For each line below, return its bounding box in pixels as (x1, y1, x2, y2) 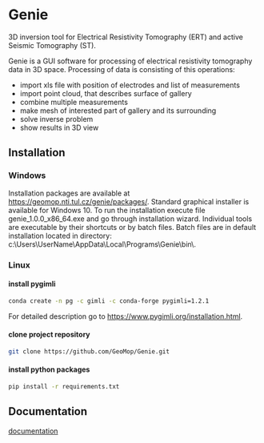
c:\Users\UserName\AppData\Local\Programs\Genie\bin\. (8, 239, 196, 249)
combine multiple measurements (19, 97, 128, 107)
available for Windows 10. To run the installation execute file (8, 205, 206, 215)
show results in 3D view (19, 123, 99, 132)
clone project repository (8, 330, 90, 340)
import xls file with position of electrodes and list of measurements (19, 80, 240, 90)
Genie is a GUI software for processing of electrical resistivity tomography (8, 56, 253, 66)
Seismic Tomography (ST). (8, 40, 96, 50)
